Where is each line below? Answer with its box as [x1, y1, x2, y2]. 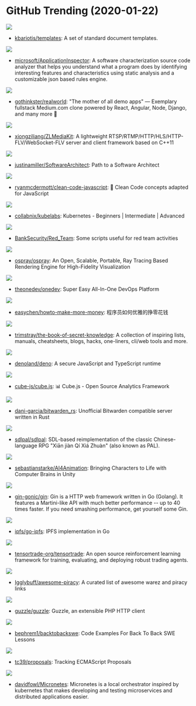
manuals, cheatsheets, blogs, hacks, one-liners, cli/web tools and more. [14, 337, 188, 344]
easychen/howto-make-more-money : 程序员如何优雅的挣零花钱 [14, 308, 169, 315]
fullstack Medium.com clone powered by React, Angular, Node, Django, [14, 104, 187, 111]
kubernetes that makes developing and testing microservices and [14, 687, 173, 694]
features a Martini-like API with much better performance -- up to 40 [14, 499, 180, 506]
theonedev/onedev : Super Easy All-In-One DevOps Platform [14, 286, 160, 293]
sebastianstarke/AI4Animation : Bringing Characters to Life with [14, 464, 167, 471]
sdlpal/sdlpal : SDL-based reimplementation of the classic [14, 436, 153, 443]
